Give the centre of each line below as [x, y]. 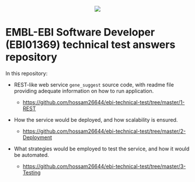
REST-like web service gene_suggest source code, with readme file [94, 84]
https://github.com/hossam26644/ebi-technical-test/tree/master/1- [104, 102]
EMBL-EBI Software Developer [80, 32]
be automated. [31, 154]
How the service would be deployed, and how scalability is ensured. [96, 119]
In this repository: [27, 73]
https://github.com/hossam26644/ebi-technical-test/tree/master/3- [104, 166]
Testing [32, 172]
